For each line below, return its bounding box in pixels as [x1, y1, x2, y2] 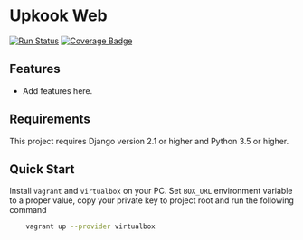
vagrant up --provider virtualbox [25, 222, 156, 231]
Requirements [9, 112, 90, 127]
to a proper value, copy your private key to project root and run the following [9, 195, 294, 206]
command [9, 205, 47, 216]
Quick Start [9, 162, 75, 177]
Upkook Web [9, 5, 108, 26]
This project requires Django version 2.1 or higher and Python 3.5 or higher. [9, 135, 289, 146]
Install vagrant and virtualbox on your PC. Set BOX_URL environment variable [9, 186, 293, 197]
